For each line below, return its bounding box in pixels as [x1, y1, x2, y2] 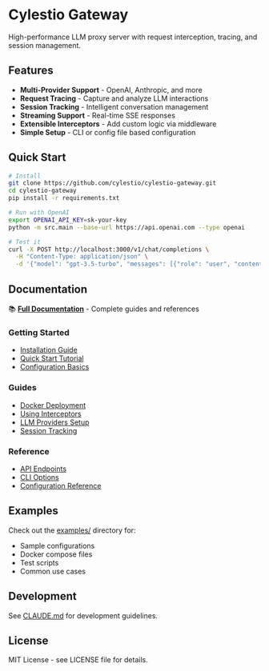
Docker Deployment [19, 400, 86, 409]
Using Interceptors [19, 409, 82, 418]
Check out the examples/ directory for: [8, 525, 136, 535]
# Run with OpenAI [8, 209, 70, 217]
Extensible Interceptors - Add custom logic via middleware [19, 118, 217, 129]
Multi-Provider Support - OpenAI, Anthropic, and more [19, 85, 203, 94]
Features [8, 64, 54, 78]
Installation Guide [19, 345, 78, 355]
